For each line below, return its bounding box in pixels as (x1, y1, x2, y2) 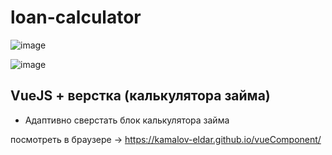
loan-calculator (10, 6, 142, 29)
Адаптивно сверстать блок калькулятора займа (24, 114, 230, 126)
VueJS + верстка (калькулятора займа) (10, 87, 271, 105)
